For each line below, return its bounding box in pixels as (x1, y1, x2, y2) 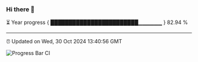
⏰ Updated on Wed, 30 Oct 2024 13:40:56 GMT (6, 38, 123, 45)
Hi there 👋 (6, 5, 35, 13)
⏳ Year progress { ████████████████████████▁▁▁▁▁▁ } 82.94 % (6, 19, 189, 26)
